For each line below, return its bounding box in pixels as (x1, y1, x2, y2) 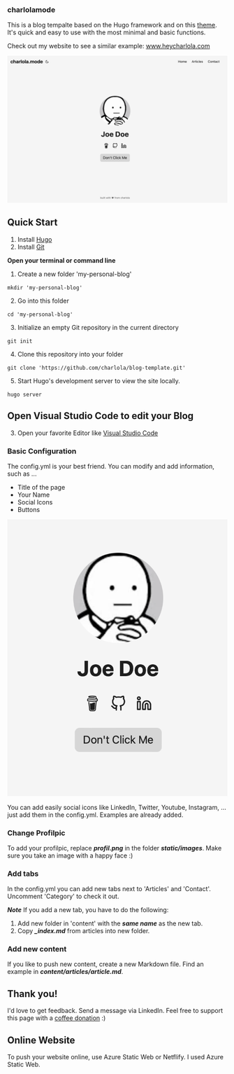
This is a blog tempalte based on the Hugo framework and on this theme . (7, 21, 218, 29)
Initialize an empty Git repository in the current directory (17, 323, 180, 331)
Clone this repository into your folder (17, 350, 124, 358)
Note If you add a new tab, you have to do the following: (7, 906, 169, 914)
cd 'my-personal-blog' (7, 310, 73, 318)
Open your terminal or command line (7, 256, 116, 264)
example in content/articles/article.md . (7, 968, 124, 976)
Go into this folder (17, 296, 70, 305)
